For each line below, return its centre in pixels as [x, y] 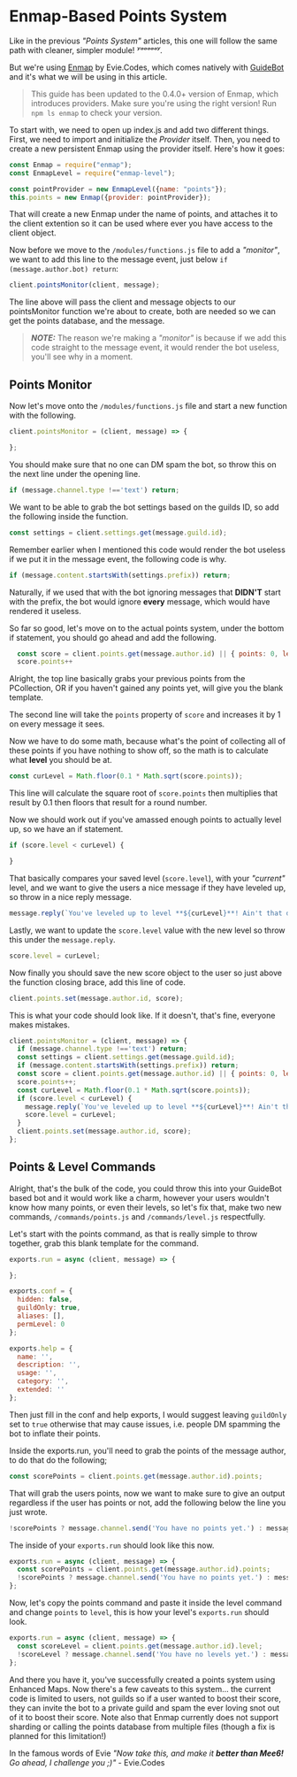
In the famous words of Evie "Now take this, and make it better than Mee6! [147, 1753]
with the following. [43, 415]
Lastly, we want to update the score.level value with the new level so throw [147, 930]
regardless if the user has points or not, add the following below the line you [148, 1503]
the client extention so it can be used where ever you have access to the [141, 224]
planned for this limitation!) [58, 1735]
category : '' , [43, 1381]
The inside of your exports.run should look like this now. [112, 1545]
